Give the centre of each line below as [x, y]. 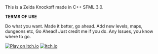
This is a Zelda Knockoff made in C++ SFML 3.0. [54, 7]
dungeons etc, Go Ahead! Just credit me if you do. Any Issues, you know [79, 31]
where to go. [18, 37]
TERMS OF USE [21, 16]
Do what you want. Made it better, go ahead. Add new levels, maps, [74, 26]
